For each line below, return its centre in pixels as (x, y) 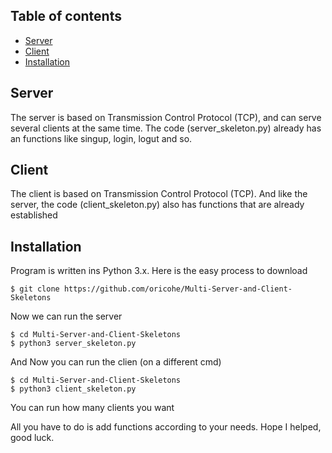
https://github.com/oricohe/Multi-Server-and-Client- (178, 289)
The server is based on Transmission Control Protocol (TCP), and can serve (166, 117)
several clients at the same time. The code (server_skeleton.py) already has (166, 128)
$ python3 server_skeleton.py (73, 344)
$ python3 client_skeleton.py (73, 389)
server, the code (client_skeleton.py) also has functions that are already (157, 205)
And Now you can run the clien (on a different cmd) (116, 362)
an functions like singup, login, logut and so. (101, 138)
